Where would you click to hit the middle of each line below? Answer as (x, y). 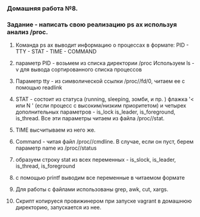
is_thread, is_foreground (45, 166)
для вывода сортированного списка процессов (81, 70)
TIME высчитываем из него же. (55, 130)
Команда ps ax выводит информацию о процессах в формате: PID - (102, 45)
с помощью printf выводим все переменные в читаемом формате (100, 178)
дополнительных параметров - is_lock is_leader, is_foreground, (95, 112)
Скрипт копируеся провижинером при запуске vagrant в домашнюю (104, 201)
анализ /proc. (28, 32)
